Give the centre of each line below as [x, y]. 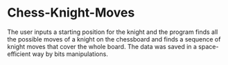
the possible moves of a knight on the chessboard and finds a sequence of [114, 39]
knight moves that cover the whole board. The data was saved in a [102, 46]
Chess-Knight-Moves [71, 13]
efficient [19, 54]
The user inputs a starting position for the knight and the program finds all [113, 32]
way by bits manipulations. [70, 54]
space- [209, 46]
